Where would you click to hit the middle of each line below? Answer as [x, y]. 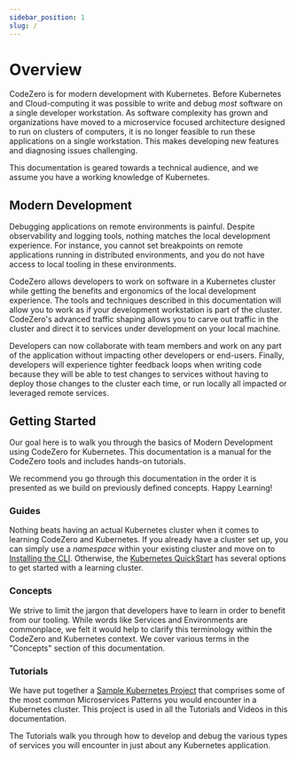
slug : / [23, 26]
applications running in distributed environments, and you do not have [137, 255]
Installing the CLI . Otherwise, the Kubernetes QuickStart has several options [148, 558]
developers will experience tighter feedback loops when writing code [136, 365]
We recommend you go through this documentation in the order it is [133, 478]
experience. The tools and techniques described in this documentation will [145, 300]
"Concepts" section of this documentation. [87, 648]
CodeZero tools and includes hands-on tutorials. [98, 462]
